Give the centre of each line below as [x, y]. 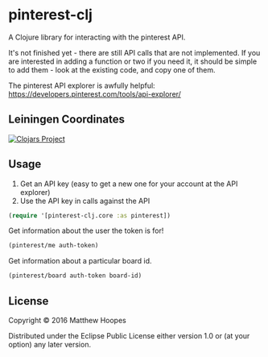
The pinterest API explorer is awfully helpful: [82, 85]
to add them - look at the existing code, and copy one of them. [112, 69]
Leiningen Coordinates [67, 120]
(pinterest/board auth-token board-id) [75, 276]
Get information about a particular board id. [80, 261]
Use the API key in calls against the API [85, 201]
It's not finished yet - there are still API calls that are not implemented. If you [134, 52]
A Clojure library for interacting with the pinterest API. [97, 37]
